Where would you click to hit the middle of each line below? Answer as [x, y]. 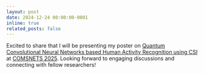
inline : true [23, 23]
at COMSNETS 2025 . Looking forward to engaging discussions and [90, 58]
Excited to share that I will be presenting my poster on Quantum [86, 46]
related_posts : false [34, 29]
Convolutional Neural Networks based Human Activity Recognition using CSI [102, 52]
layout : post [23, 12]
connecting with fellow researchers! [51, 65]
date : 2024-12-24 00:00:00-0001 [47, 17]
